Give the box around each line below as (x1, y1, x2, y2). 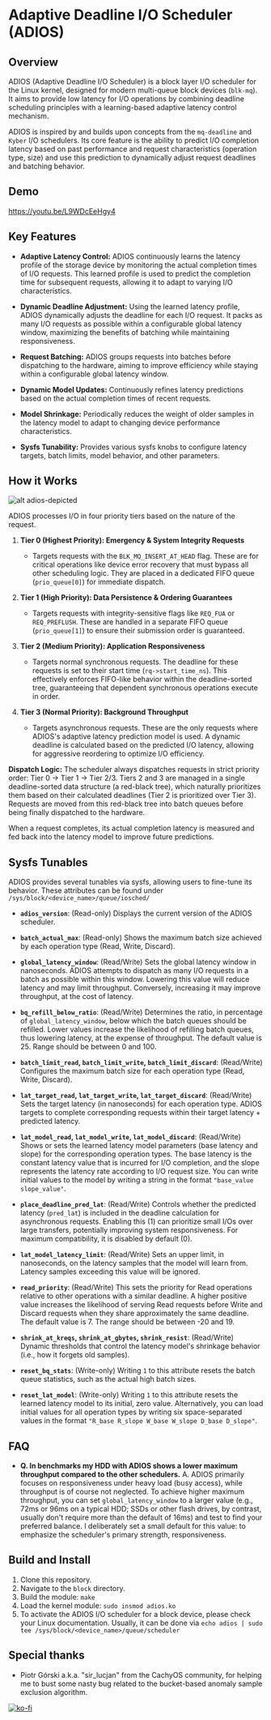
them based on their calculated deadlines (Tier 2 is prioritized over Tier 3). (8, 791, 256, 800)
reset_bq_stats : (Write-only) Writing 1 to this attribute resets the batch (19, 1366, 256, 1375)
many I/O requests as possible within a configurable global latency (19, 319, 243, 328)
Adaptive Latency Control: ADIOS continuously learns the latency (19, 251, 241, 261)
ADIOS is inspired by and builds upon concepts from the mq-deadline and (8, 127, 252, 136)
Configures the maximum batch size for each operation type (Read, (19, 1066, 245, 1076)
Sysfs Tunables (8, 856, 88, 869)
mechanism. (8, 111, 49, 121)
